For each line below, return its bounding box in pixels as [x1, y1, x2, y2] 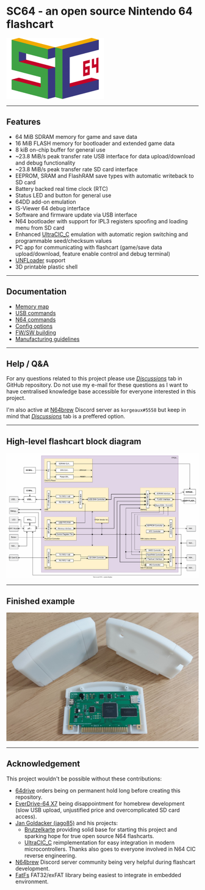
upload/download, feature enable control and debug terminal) [15, 250, 171, 258]
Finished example [6, 596, 75, 606]
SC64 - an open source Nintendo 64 [6, 4, 193, 18]
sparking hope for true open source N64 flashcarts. [24, 832, 154, 839]
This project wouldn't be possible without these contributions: [6, 775, 162, 782]
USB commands [15, 309, 56, 316]
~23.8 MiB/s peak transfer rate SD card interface [15, 165, 138, 172]
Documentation [6, 286, 67, 297]
